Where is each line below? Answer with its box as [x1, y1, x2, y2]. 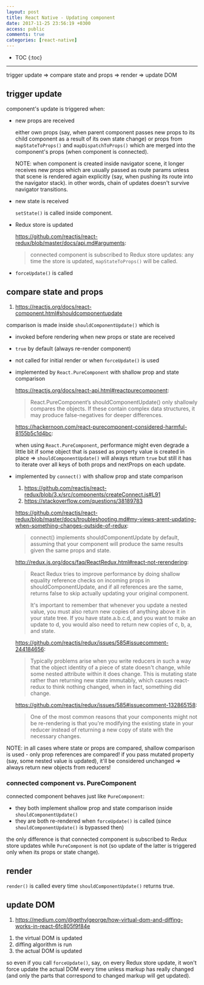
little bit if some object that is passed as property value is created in [15, 448, 185, 455]
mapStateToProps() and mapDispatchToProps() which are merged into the [15, 141, 195, 149]
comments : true [6, 32, 45, 38]
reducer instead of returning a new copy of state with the [30, 726, 174, 733]
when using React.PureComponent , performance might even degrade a [15, 441, 189, 449]
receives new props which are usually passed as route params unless [15, 166, 189, 173]
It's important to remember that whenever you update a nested [30, 601, 188, 609]
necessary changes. [30, 732, 81, 739]
